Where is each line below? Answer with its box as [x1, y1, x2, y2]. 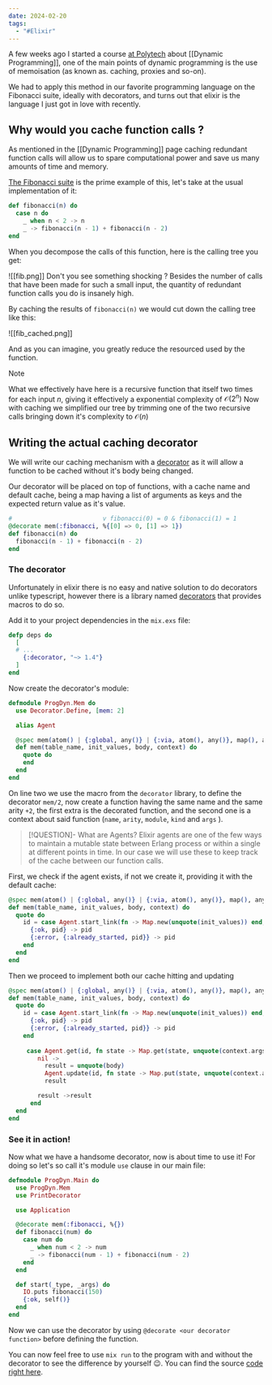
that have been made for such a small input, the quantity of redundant [8, 279, 241, 289]
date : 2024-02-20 [8, 11, 67, 20]
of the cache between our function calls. [28, 855, 164, 865]
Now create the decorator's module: [8, 683, 130, 693]
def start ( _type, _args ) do [15, 1280, 111, 1288]
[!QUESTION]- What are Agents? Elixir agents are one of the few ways [28, 829, 262, 840]
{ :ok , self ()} [23, 1296, 70, 1304]
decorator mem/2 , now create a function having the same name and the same [8, 797, 263, 806]
